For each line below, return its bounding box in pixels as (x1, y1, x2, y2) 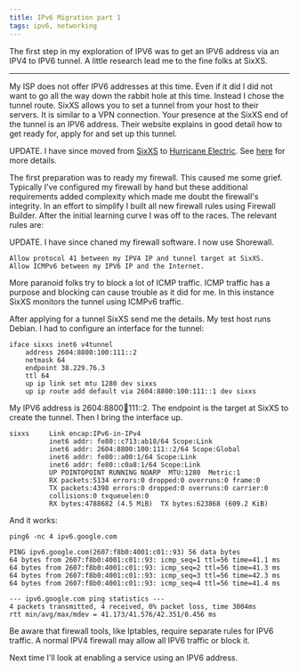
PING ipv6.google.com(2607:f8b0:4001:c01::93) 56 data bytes (9, 547, 241, 556)
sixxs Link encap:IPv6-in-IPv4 (9, 429, 141, 438)
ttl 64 (25, 371, 50, 380)
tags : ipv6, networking (9, 21, 98, 30)
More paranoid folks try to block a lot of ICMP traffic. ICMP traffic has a (9, 277, 271, 287)
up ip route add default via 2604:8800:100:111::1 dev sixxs (25, 386, 256, 396)
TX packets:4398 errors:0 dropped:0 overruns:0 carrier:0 (48, 483, 269, 492)
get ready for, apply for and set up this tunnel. (9, 128, 178, 139)
